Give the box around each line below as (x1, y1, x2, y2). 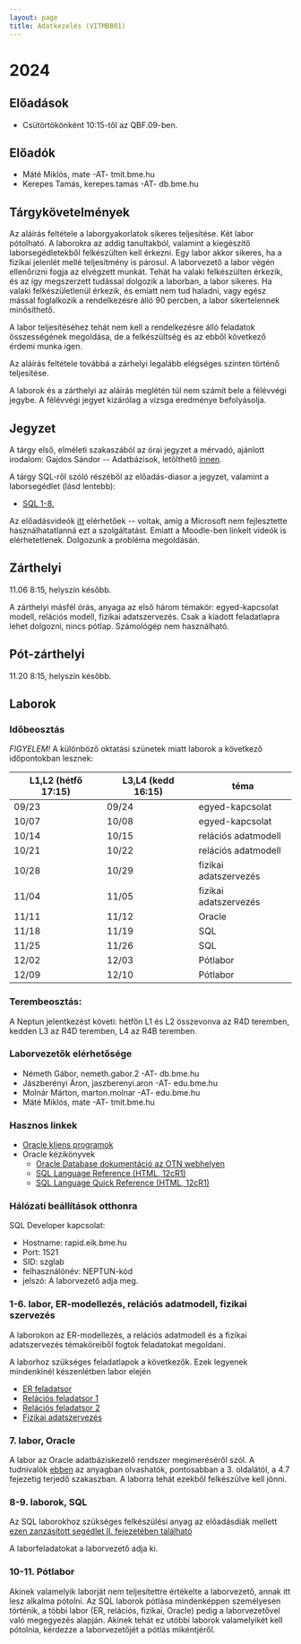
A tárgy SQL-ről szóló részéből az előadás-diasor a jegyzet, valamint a (9, 471, 270, 482)
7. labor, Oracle (9, 1434, 76, 1447)
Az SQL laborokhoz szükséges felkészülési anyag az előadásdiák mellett (9, 1516, 278, 1528)
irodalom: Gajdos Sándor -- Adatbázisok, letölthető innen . (9, 453, 222, 464)
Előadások (9, 96, 69, 111)
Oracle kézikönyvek (21, 1149, 96, 1160)
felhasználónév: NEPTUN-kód (21, 1266, 133, 1277)
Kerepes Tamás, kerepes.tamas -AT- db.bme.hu (21, 178, 199, 189)
